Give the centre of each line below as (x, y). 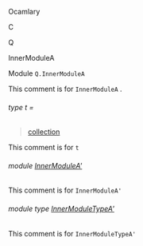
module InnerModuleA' (45, 165)
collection (44, 132)
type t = (21, 107)
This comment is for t (44, 148)
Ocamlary (24, 12)
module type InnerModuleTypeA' (62, 208)
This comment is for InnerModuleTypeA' (72, 233)
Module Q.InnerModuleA (46, 73)
